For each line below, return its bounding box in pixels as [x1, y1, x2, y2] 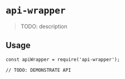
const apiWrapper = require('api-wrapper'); [5, 57, 120, 63]
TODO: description [20, 22, 68, 30]
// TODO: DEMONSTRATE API [5, 67, 71, 73]
